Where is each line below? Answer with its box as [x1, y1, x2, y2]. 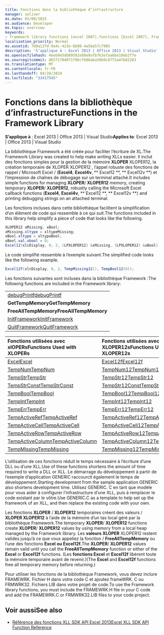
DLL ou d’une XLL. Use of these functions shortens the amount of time [5, 463, 146, 469]
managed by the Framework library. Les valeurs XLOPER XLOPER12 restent [5, 530, 157, 536]
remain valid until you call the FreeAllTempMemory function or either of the [5, 546, 158, 552]
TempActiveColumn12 [102, 437, 153, 444]
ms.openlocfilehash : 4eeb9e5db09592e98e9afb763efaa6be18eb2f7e [5, 52, 137, 58]
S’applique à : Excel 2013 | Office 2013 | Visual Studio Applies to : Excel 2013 [5, 133, 158, 140]
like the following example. [5, 257, 59, 263]
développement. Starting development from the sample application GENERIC [5, 479, 158, 485]
